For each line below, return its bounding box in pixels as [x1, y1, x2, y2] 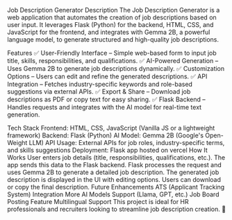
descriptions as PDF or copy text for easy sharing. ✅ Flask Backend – [7, 95, 206, 103]
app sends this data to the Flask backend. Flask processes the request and [7, 161, 222, 169]
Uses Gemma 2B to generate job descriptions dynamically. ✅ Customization [7, 65, 225, 72]
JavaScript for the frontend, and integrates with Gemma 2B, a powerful [7, 28, 210, 36]
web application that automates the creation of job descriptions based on [7, 13, 217, 22]
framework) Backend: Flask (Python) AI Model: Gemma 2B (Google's [7, 131, 204, 139]
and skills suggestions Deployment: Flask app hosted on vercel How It [7, 146, 208, 154]
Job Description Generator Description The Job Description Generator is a [7, 6, 220, 14]
